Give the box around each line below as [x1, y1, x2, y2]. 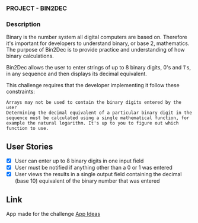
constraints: [6, 88, 36, 95]
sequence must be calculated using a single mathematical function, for [6, 115, 190, 121]
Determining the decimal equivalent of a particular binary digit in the [6, 110, 193, 116]
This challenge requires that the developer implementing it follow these [6, 82, 180, 89]
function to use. [6, 126, 49, 132]
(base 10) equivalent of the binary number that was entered [14, 177, 160, 184]
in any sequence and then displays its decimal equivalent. [6, 70, 147, 78]
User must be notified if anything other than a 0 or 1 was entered [14, 164, 173, 171]
